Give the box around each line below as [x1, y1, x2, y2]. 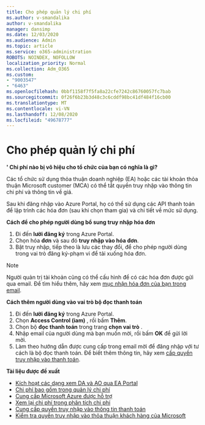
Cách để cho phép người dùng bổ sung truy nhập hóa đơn [6, 218, 155, 226]
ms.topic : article [6, 43, 53, 50]
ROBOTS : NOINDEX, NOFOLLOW [6, 54, 75, 61]
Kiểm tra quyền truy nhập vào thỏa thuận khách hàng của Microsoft [15, 412, 186, 419]
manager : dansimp [6, 26, 51, 32]
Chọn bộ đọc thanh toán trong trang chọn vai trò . [15, 323, 143, 331]
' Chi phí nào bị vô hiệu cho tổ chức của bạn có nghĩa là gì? [6, 163, 158, 171]
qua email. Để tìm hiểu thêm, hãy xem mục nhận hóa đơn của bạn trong [6, 280, 187, 287]
